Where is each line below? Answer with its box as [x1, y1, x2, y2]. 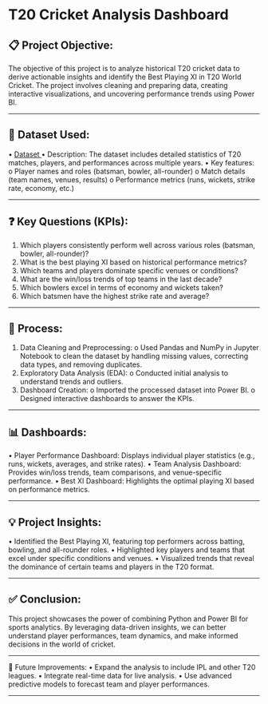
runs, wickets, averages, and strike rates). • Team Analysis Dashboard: [8, 459, 242, 469]
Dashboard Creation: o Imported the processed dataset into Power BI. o [19, 385, 255, 395]
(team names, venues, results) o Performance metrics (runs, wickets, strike [8, 174, 255, 185]
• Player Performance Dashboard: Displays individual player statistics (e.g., [8, 451, 255, 460]
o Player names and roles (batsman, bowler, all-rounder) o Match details [8, 166, 246, 176]
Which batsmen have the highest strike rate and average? [19, 291, 210, 300]
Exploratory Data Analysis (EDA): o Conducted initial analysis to [19, 368, 229, 378]
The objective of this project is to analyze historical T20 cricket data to [8, 64, 241, 73]
